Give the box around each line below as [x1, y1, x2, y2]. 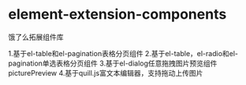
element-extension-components [8, 5, 227, 23]
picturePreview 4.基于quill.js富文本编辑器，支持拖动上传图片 [8, 68, 203, 77]
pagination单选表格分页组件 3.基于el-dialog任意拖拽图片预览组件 [8, 58, 218, 68]
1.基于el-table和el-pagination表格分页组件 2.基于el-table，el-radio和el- [8, 48, 239, 58]
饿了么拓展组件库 [8, 32, 64, 41]
